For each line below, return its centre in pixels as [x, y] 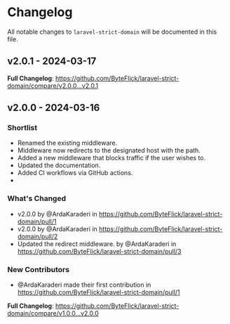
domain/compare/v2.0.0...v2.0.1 [53, 86]
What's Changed [37, 199]
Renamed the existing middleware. [67, 143]
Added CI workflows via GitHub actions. [75, 173]
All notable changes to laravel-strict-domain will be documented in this [112, 32]
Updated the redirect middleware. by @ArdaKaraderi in [97, 244]
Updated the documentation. [59, 165]
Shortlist [22, 128]
